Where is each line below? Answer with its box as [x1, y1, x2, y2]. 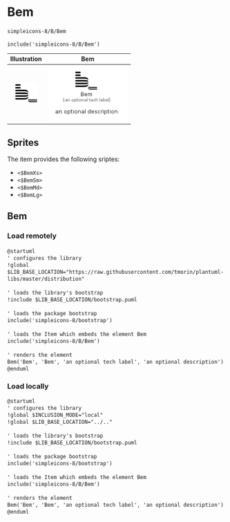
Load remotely [7, 231, 57, 241]
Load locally [7, 381, 49, 391]
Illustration [10, 55, 43, 63]
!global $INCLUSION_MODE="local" [7, 411, 104, 418]
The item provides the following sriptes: [7, 155, 120, 163]
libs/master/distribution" [7, 275, 85, 282]
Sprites [7, 136, 39, 149]
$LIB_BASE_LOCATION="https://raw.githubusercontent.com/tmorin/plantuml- [7, 268, 224, 275]
